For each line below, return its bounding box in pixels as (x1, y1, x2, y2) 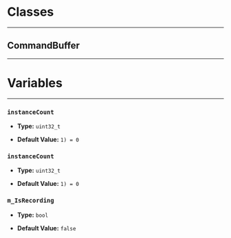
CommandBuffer (7, 40, 80, 51)
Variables (7, 75, 63, 91)
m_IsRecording (7, 197, 54, 204)
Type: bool (16, 211, 49, 219)
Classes (7, 4, 54, 20)
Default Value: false (16, 224, 76, 232)
